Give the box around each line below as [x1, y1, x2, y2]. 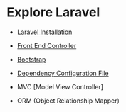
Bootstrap [16, 55, 46, 64]
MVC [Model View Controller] [16, 82, 104, 91]
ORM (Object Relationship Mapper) [16, 96, 120, 105]
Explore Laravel [6, 4, 100, 21]
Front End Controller [16, 41, 77, 50]
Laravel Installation [16, 28, 73, 36]
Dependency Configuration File [16, 69, 109, 77]
